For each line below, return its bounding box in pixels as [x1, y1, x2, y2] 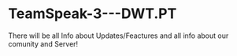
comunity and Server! [8, 39, 79, 48]
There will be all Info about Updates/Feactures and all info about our [8, 31, 229, 40]
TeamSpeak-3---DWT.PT [8, 5, 177, 23]
